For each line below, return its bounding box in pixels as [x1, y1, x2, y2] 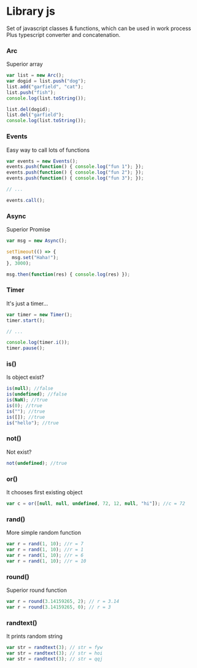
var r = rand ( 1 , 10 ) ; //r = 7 [6, 541, 84, 547]
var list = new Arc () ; [6, 72, 64, 79]
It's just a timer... [6, 300, 48, 307]
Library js [6, 4, 55, 18]
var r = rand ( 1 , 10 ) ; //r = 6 [6, 552, 84, 558]
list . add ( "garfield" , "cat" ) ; [6, 83, 84, 90]
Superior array [6, 60, 43, 68]
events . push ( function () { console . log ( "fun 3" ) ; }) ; [6, 175, 144, 182]
